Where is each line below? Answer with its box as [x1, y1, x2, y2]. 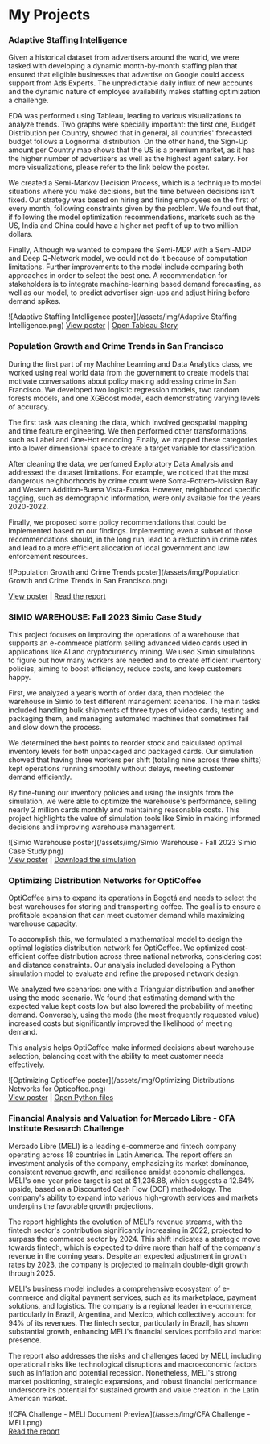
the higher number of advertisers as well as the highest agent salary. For [8, 154, 249, 164]
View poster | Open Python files [8, 1093, 114, 1102]
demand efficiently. [8, 772, 72, 782]
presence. [8, 1335, 42, 1345]
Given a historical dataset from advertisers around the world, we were [8, 52, 239, 62]
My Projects [8, 6, 91, 24]
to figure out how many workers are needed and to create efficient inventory [8, 655, 261, 666]
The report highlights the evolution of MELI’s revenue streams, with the [8, 1217, 243, 1226]
